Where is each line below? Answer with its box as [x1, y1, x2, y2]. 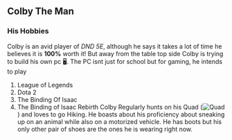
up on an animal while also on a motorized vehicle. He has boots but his [17, 117, 222, 125]
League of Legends [17, 80, 73, 89]
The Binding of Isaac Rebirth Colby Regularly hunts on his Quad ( [17, 103, 203, 111]
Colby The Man [7, 6, 74, 17]
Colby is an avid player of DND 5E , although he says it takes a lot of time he [7, 42, 222, 51]
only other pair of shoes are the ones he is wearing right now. [17, 125, 193, 133]
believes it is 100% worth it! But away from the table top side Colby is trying [7, 49, 224, 58]
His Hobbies [7, 26, 49, 36]
